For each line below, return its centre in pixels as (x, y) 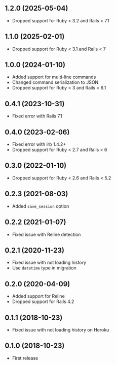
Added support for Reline (38, 296)
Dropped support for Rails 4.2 (43, 301)
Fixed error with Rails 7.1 (37, 116)
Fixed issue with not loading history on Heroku (61, 329)
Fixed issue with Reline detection (46, 234)
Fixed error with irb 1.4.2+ (39, 144)
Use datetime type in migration (44, 268)
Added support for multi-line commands (54, 77)
